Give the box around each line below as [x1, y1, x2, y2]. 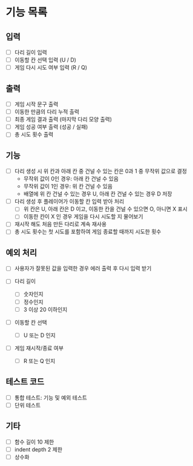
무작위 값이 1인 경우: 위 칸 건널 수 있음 [23, 183, 113, 190]
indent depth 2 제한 [14, 445, 63, 453]
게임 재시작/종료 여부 [14, 344, 64, 352]
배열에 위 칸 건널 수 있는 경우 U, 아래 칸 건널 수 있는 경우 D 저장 [23, 190, 172, 197]
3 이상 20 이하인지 [23, 306, 68, 313]
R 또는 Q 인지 [23, 357, 56, 364]
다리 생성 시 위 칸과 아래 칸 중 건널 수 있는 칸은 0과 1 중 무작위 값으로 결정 [14, 168, 187, 175]
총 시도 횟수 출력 [14, 131, 54, 138]
